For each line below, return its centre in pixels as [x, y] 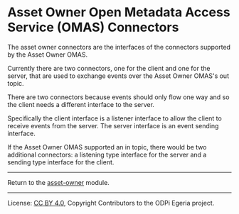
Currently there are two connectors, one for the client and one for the [109, 68]
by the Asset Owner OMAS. [48, 55]
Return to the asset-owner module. [59, 182]
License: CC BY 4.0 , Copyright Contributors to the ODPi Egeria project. [111, 203]
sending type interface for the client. [61, 162]
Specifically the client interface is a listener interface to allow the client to [115, 118]
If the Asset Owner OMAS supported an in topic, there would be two [107, 147]
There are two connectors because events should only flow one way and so [118, 97]
